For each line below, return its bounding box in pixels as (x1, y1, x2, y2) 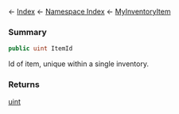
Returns (8, 79, 40, 90)
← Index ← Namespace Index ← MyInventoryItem (8, 7, 171, 16)
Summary (8, 26, 48, 37)
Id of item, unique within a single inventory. (8, 59, 150, 69)
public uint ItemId (8, 45, 73, 53)
